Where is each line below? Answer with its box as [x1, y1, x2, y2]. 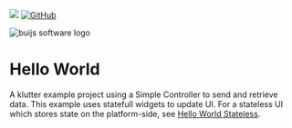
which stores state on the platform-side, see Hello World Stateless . [9, 108, 261, 119]
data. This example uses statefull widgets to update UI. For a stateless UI [9, 98, 284, 109]
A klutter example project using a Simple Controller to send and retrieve [9, 89, 278, 100]
